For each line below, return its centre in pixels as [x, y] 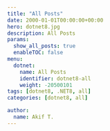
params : [18, 40]
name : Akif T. [34, 117]
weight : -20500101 [46, 85]
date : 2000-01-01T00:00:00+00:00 [55, 20]
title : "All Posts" [35, 14]
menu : [15, 59]
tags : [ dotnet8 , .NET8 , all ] [49, 91]
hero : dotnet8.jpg [34, 26]
